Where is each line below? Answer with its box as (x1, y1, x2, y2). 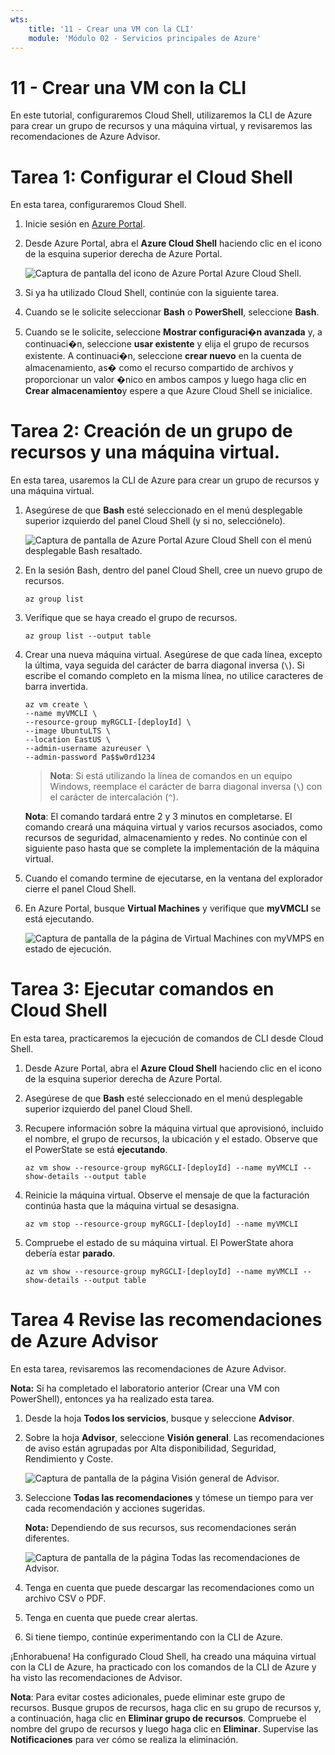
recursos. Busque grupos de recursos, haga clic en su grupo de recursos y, (10, 1702, 322, 1714)
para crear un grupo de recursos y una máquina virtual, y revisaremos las (10, 120, 313, 132)
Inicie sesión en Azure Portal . (24, 218, 146, 230)
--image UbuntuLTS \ (24, 726, 111, 736)
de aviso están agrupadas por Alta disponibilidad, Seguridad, (24, 1442, 277, 1455)
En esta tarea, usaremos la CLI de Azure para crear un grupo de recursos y (10, 474, 320, 486)
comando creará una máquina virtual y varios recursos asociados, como (24, 821, 323, 833)
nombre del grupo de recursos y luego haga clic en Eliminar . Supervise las (10, 1723, 319, 1735)
